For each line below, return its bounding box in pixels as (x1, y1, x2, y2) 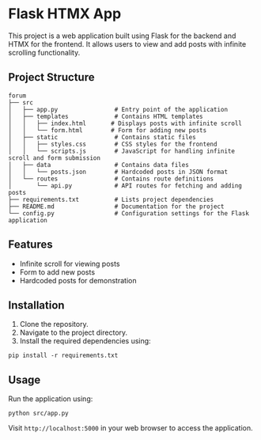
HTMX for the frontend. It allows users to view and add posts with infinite (8, 39, 247, 48)
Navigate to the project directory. (19, 328, 128, 337)
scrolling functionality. (8, 47, 81, 57)
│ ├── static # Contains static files (8, 133, 196, 141)
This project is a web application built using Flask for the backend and (8, 31, 236, 40)
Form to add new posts (19, 267, 96, 277)
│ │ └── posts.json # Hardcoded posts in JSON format (8, 168, 228, 176)
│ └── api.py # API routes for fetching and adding (8, 181, 243, 190)
